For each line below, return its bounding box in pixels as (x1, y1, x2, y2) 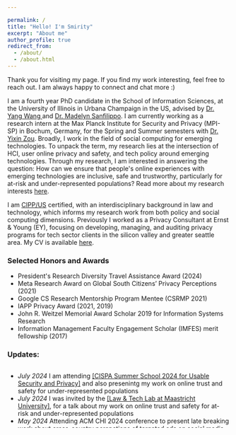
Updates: (7, 349, 40, 359)
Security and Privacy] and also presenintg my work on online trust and (17, 379, 223, 388)
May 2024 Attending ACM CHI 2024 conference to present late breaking (17, 417, 230, 425)
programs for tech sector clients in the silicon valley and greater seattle (7, 231, 215, 239)
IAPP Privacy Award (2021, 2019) (17, 302, 114, 311)
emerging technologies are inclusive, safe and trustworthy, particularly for (7, 171, 223, 180)
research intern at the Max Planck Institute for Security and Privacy (7, 119, 203, 127)
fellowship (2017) (17, 332, 68, 340)
